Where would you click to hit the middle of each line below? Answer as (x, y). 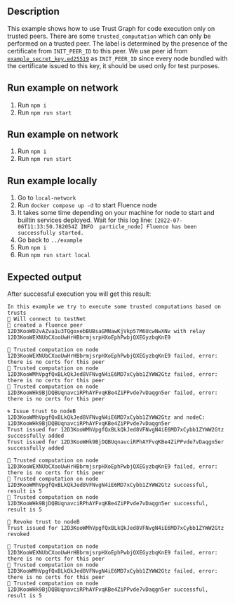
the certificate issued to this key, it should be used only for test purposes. (113, 65)
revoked (19, 534)
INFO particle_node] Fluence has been (139, 227)
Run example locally (52, 181)
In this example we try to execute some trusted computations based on (114, 307)
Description (33, 12)
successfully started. (51, 233)
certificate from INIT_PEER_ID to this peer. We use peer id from (98, 51)
